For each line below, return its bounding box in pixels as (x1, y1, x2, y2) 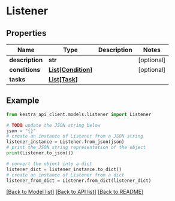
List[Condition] (48, 66, 93, 74)
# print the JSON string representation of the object (6, 145, 146, 151)
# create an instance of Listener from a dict (6, 172, 125, 178)
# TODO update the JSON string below (6, 122, 101, 128)
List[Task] (48, 75, 78, 83)
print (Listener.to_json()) (6, 150, 74, 156)
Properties (6, 28, 47, 38)
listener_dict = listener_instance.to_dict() (6, 166, 122, 172)
